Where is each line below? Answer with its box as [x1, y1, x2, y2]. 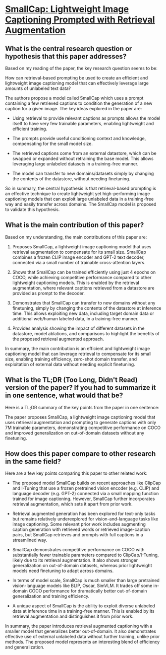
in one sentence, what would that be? [5, 391, 123, 400]
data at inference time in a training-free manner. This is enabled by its [12, 608, 155, 614]
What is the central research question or [5, 44, 132, 53]
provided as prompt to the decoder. [12, 290, 85, 296]
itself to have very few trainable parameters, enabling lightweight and [12, 121, 154, 126]
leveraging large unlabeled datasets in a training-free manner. [12, 161, 139, 167]
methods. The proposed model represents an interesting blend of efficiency [5, 639, 160, 645]
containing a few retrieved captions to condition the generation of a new [5, 100, 153, 106]
